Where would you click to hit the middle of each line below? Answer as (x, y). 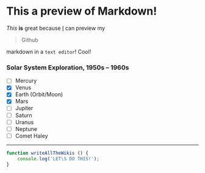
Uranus (24, 122)
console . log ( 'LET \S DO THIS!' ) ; (58, 159)
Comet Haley (31, 136)
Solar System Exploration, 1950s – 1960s (68, 67)
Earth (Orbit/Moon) (39, 94)
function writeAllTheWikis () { (47, 153)
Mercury (26, 81)
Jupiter (24, 108)
